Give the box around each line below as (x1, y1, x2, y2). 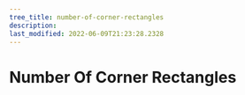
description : (9, 21, 57, 30)
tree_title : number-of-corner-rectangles (9, 12, 165, 22)
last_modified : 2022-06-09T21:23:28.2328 (9, 29, 165, 38)
